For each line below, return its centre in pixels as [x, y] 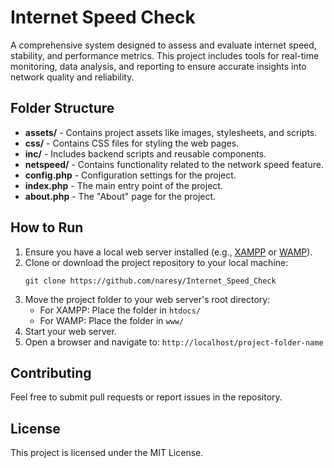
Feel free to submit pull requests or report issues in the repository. [146, 397]
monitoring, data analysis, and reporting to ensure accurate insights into [158, 66]
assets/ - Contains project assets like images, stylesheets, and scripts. [171, 132]
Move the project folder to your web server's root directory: [147, 299]
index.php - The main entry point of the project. [123, 185]
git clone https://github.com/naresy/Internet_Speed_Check [150, 281]
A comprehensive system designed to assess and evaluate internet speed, [163, 45]
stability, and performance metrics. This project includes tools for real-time [165, 55]
